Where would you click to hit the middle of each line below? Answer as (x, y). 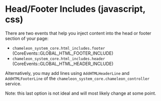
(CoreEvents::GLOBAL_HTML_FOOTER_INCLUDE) (63, 53)
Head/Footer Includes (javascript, (75, 9)
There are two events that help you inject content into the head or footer (78, 33)
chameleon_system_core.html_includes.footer (59, 48)
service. (13, 84)
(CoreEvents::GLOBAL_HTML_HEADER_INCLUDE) (63, 64)
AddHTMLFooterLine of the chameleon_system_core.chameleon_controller (77, 78)
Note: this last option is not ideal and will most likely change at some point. (81, 93)
